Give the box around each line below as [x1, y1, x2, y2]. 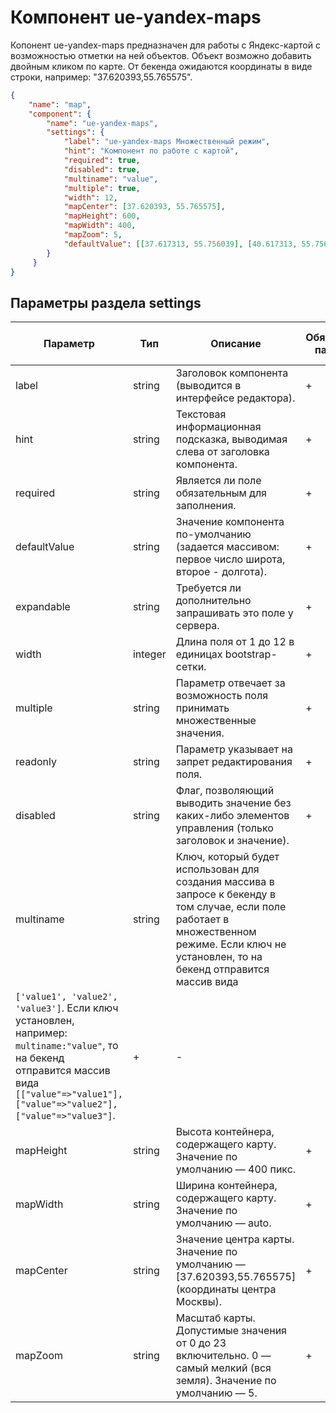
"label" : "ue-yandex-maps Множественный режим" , [63, 137, 271, 147]
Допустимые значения [175, 1324, 287, 1338]
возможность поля [175, 689, 268, 703]
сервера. [175, 619, 220, 633]
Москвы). [175, 1295, 223, 1309]
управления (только [175, 821, 274, 835]
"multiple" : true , [63, 183, 141, 193]
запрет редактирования [175, 755, 293, 769]
